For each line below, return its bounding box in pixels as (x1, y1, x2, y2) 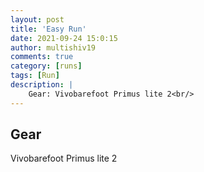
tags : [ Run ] (10, 71, 60, 81)
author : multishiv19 (10, 42, 97, 53)
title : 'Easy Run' (10, 24, 87, 34)
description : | (10, 80, 74, 90)
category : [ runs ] (10, 61, 83, 71)
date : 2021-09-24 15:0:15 (10, 33, 118, 43)
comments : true (10, 52, 74, 62)
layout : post (10, 14, 65, 25)
